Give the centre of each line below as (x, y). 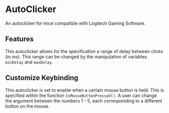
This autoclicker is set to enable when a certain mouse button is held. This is (84, 90)
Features (19, 39)
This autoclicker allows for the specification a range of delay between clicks (84, 51)
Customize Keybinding (42, 78)
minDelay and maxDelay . (29, 62)
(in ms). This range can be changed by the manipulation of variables (76, 56)
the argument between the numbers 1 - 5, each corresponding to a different (84, 101)
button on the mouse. (27, 106)
